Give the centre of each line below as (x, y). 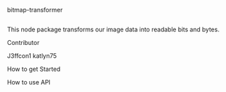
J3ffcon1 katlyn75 (32, 56)
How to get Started (34, 69)
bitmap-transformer (35, 10)
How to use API (29, 82)
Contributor (23, 43)
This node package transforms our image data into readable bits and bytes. (113, 29)
